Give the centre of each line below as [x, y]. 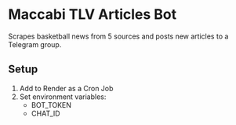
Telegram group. [35, 44]
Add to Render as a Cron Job [66, 88]
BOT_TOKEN [51, 105]
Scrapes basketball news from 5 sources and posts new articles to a [118, 36]
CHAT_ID [45, 113]
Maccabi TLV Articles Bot [93, 15]
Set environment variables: [63, 97]
